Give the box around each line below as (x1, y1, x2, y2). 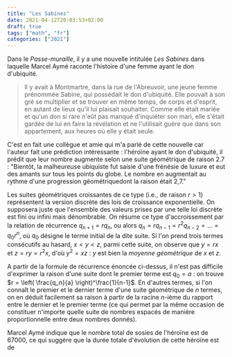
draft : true (7, 23, 42, 30)
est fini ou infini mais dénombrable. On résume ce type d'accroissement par (7, 212, 224, 221)
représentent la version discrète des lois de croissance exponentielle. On (7, 198, 215, 206)
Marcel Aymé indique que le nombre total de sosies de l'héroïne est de (7, 329, 209, 337)
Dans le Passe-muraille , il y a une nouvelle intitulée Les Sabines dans (7, 55, 205, 63)
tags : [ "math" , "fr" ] (7, 29, 70, 37)
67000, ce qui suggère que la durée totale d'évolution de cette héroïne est (7, 336, 220, 345)
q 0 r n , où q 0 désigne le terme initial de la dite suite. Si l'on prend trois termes (7, 230, 224, 241)
